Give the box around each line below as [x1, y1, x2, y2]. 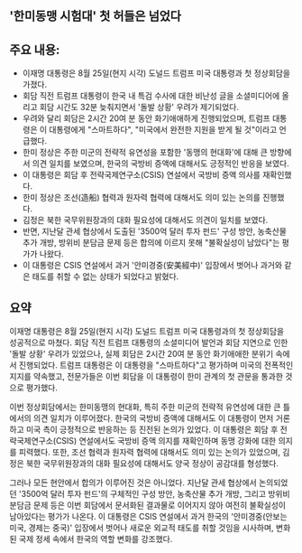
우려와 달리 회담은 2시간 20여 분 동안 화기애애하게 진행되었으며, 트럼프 [22, 113, 270, 124]
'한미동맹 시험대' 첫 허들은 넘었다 [9, 8, 182, 24]
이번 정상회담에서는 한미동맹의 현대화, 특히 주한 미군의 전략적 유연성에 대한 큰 [9, 401, 281, 413]
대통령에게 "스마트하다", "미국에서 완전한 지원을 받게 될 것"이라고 [49, 125, 278, 136]
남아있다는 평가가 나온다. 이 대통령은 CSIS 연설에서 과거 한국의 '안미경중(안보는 [9, 511, 288, 522]
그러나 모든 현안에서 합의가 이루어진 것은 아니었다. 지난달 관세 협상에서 [9, 477, 257, 488]
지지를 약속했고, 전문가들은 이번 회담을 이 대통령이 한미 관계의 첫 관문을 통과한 [9, 371, 284, 382]
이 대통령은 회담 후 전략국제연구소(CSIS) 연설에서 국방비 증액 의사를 [22, 170, 261, 181]
